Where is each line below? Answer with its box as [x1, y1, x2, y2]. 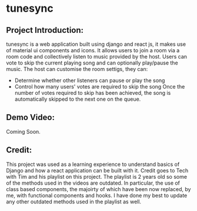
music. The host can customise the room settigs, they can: [6, 66, 148, 72]
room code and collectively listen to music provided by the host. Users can [6, 53, 187, 60]
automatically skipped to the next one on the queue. [14, 96, 141, 103]
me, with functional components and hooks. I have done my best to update [6, 192, 188, 199]
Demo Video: [6, 113, 55, 122]
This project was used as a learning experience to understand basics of [6, 161, 180, 168]
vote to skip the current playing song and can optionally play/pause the [6, 59, 178, 66]
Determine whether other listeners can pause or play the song [14, 77, 165, 84]
